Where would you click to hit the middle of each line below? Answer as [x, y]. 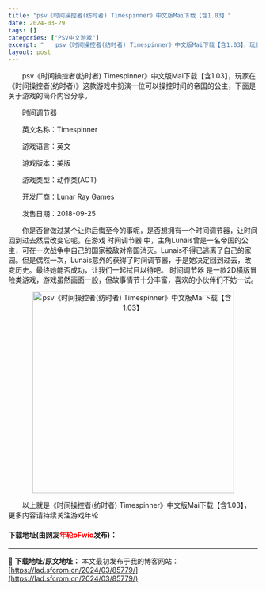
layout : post [30, 52]
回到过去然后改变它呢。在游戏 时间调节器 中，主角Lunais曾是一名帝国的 [125, 240]
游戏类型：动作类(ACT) [59, 180]
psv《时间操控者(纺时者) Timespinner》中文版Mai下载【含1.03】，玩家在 [139, 76]
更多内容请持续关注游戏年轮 [53, 515]
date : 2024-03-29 [37, 23]
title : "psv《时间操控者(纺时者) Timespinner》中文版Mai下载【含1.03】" [120, 15]
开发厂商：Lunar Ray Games [68, 196]
